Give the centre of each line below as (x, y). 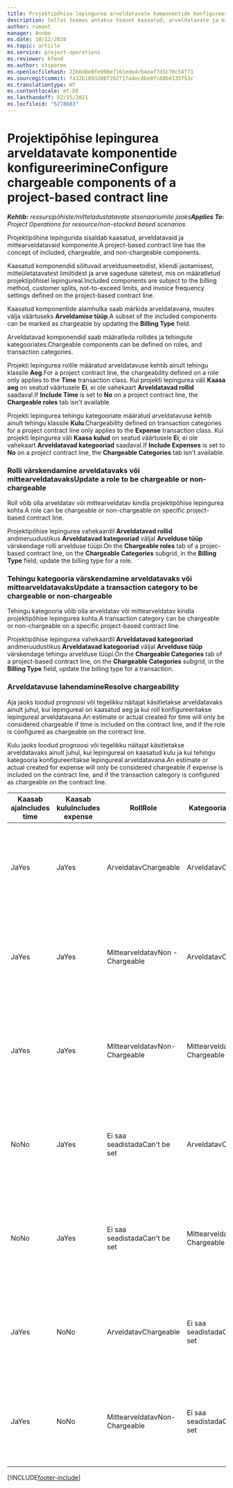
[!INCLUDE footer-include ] (44, 1478)
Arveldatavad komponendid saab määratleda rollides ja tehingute (100, 337)
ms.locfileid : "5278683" (43, 104)
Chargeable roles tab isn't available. (59, 402)
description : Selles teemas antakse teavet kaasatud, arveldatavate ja (113, 20)
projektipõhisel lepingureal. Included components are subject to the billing (112, 280)
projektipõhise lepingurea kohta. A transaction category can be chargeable (113, 618)
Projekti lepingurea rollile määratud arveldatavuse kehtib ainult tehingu (108, 365)
